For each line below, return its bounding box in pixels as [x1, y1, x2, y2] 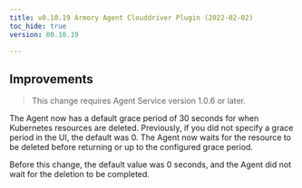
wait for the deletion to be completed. [9, 169, 150, 180]
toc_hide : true [9, 22, 67, 31]
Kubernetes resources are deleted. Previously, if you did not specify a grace [9, 123, 294, 134]
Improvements [9, 71, 93, 87]
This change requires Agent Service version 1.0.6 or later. [31, 96, 247, 107]
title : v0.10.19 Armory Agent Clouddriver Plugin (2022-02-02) [9, 13, 254, 23]
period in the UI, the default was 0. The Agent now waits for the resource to [9, 132, 292, 143]
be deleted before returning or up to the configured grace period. [9, 142, 254, 153]
